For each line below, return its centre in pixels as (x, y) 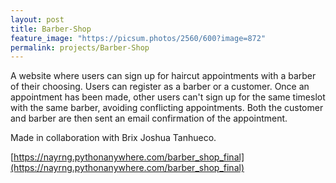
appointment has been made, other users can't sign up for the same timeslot (168, 97)
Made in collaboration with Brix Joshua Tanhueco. (113, 138)
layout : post (37, 19)
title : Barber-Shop (51, 29)
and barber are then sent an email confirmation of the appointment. (149, 118)
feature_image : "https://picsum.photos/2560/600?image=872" (138, 38)
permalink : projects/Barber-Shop (80, 47)
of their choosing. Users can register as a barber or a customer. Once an (160, 87)
